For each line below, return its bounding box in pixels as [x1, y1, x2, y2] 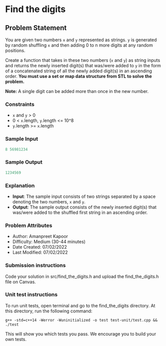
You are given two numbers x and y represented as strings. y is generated [5, 37, 157, 43]
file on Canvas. [5, 279, 36, 285]
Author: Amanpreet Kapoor [12, 234, 68, 240]
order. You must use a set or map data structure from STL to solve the [5, 73, 152, 79]
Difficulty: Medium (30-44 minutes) [12, 239, 86, 245]
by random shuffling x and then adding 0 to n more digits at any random [5, 42, 153, 48]
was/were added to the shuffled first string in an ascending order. [12, 209, 148, 215]
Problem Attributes [5, 222, 52, 229]
